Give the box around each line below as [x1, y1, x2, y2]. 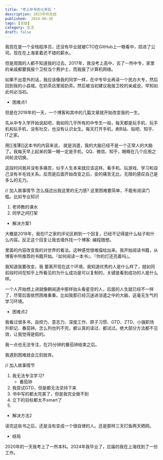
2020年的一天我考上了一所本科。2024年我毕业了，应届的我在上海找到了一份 [5, 444, 158, 449]
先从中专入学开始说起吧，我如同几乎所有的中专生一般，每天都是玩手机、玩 [5, 120, 154, 126]
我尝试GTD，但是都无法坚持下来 [12, 385, 77, 390]
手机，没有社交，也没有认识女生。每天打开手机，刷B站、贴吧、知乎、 [17, 126, 157, 132]
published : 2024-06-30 [5, 16, 53, 21]
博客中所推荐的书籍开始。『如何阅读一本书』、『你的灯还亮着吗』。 [5, 253, 132, 259]
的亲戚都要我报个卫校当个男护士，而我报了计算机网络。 [5, 66, 115, 72]
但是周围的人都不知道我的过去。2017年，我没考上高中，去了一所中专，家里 [5, 60, 155, 66]
